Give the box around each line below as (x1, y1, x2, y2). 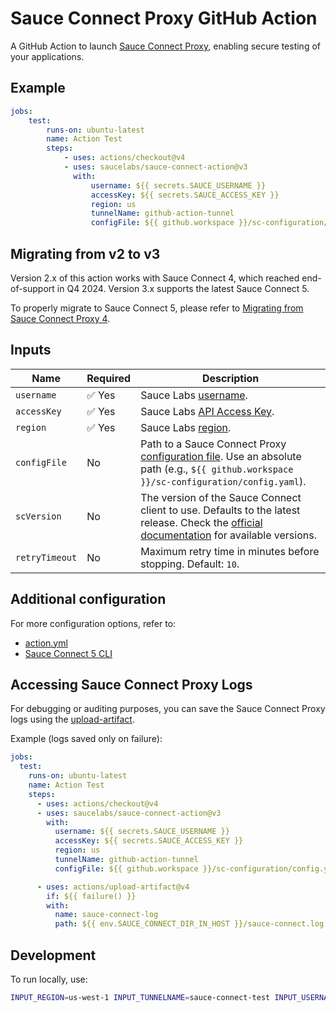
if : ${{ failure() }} (46, 891, 137, 901)
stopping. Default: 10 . (140, 557, 240, 571)
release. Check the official (140, 515, 263, 529)
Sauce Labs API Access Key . (140, 404, 275, 418)
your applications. (10, 50, 85, 62)
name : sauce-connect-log (54, 910, 159, 920)
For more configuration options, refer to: (10, 617, 177, 629)
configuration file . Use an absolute (140, 449, 302, 463)
